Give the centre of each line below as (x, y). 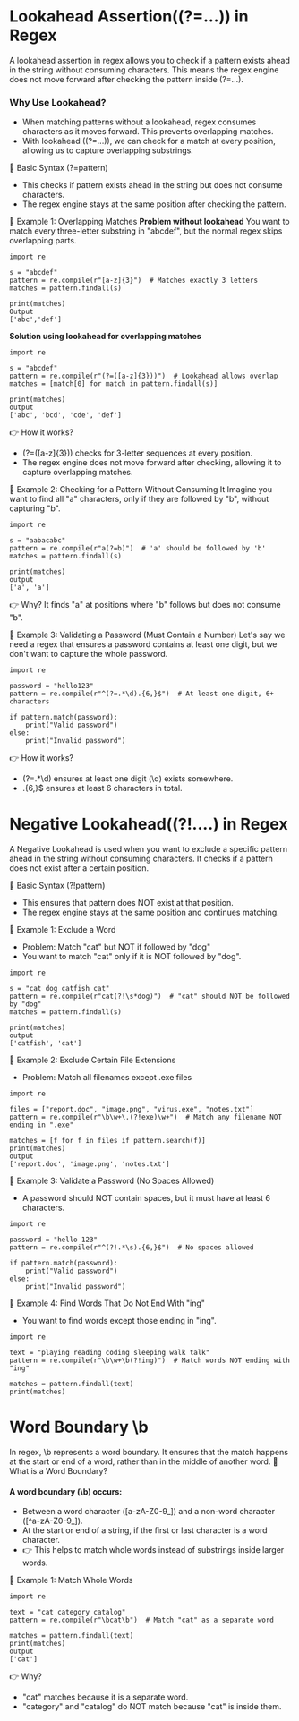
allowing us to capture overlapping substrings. (108, 150)
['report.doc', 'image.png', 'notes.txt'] (90, 1164)
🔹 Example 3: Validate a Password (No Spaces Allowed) (112, 1181)
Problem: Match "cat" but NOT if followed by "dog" (116, 947)
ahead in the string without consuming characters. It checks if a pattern (141, 859)
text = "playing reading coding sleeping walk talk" (110, 1353)
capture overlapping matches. (77, 473)
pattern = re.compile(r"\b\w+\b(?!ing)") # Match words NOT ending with (150, 1361)
